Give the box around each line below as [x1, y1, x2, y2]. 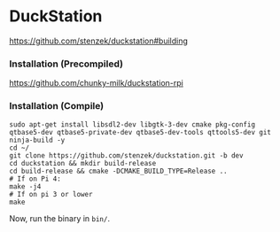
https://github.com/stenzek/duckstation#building [9, 35, 189, 46]
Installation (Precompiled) [9, 58, 124, 70]
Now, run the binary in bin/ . [9, 213, 111, 223]
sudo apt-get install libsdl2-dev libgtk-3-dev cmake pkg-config [9, 120, 255, 129]
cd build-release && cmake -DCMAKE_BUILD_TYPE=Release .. [9, 166, 228, 175]
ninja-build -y [9, 135, 66, 144]
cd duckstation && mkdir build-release [9, 159, 157, 167]
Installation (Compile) [9, 100, 105, 112]
